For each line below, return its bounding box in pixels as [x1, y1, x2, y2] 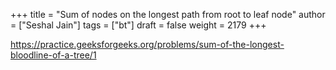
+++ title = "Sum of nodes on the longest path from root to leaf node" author [10, 9, 326, 20]
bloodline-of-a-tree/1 [10, 49, 97, 61]
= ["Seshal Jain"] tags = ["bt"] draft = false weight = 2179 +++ [10, 19, 267, 31]
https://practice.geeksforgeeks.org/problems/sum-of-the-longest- [10, 39, 285, 50]
